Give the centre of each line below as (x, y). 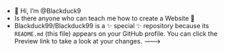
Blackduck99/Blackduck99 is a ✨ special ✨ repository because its (111, 26)
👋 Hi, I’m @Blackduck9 (47, 11)
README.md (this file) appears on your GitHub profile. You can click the (116, 34)
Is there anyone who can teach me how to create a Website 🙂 (104, 18)
